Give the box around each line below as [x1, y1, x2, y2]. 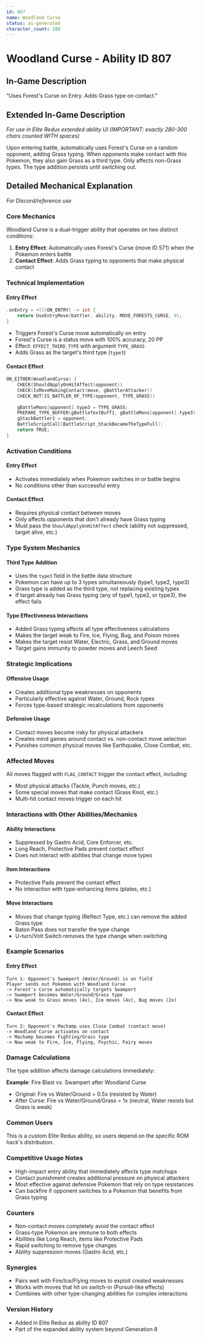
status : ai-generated [6, 20, 61, 26]
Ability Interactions [6, 825, 56, 832]
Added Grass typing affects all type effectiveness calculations [14, 626, 170, 633]
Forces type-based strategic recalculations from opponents [14, 701, 164, 709]
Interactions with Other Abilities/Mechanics [6, 810, 138, 818]
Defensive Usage [6, 715, 50, 723]
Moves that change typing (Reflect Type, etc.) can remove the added [14, 912, 187, 920]
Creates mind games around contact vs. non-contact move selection [14, 735, 186, 742]
